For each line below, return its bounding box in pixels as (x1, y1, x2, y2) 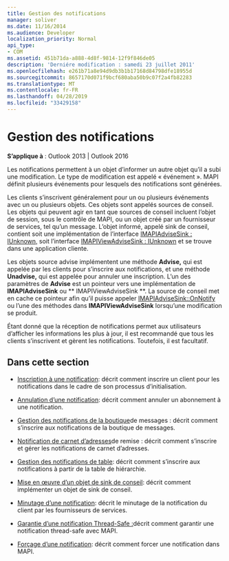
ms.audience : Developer (7, 29, 76, 36)
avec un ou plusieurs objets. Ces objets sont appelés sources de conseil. (7, 200, 214, 208)
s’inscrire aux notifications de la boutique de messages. (17, 423, 175, 432)
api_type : (7, 42, 36, 49)
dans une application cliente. (7, 244, 89, 252)
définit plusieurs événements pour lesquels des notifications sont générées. (7, 179, 222, 188)
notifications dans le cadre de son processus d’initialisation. (17, 382, 187, 390)
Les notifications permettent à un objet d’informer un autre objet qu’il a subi (7, 165, 221, 173)
